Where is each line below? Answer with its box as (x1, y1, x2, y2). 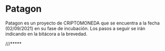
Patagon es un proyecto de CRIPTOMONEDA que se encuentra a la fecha (5, 20, 160, 26)
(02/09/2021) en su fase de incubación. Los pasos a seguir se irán (5, 25, 146, 31)
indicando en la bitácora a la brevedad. (5, 31, 88, 37)
